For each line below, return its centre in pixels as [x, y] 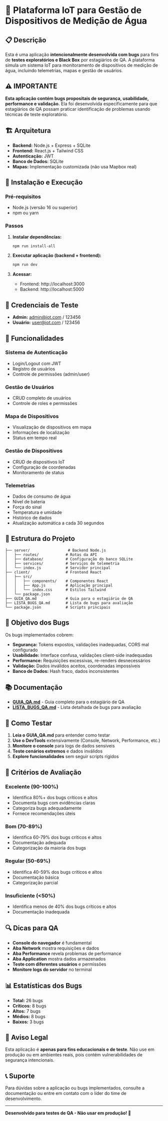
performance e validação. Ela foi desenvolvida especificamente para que [81, 104]
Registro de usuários [34, 368]
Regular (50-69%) [28, 861]
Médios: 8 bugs [29, 1016]
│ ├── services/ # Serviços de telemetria [62, 564]
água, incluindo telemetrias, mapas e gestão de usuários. [64, 70]
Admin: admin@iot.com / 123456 [46, 317]
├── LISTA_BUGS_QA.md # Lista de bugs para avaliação [69, 603]
